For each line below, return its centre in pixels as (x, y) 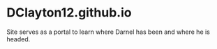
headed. (18, 39)
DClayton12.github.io (69, 13)
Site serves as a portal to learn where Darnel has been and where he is (108, 32)
